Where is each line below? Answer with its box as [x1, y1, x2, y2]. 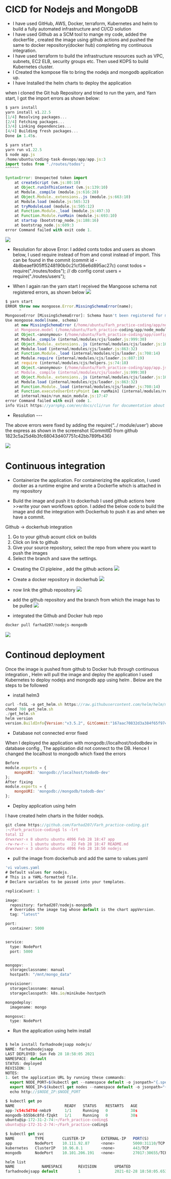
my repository [12, 487, 42, 494]
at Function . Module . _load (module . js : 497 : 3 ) [14, 209, 110, 214]
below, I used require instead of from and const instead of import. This [12, 251, 161, 257]
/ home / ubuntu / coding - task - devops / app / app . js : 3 [5, 157, 106, 162]
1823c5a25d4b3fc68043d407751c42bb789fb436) [5, 433, 112, 439]
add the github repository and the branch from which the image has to [12, 596, 160, 602]
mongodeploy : [5, 1000, 33, 1005]
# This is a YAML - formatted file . [5, 875, 79, 880]
